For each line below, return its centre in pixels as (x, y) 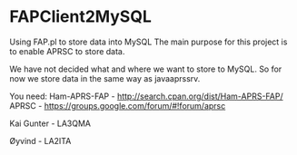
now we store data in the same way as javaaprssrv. (105, 78)
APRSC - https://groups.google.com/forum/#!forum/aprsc (118, 105)
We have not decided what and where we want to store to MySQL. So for (146, 69)
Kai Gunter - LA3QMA (50, 123)
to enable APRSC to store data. (67, 51)
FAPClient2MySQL (80, 17)
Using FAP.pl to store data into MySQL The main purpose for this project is (148, 42)
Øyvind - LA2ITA (40, 140)
